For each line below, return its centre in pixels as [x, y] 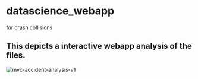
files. [16, 56]
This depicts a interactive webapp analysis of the [99, 46]
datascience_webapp [60, 11]
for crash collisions [29, 27]
